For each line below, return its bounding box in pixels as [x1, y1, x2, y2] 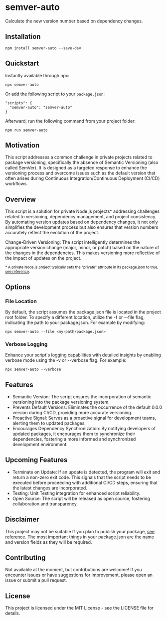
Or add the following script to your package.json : [5, 91, 105, 97]
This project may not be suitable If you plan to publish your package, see [5, 528, 155, 534]
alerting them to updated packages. [12, 420, 86, 426]
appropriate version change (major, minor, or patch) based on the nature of [5, 245, 160, 251]
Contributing [5, 554, 46, 562]
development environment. [12, 441, 68, 447]
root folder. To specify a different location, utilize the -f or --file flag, [5, 314, 145, 320]
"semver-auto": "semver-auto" [9, 105, 72, 110]
